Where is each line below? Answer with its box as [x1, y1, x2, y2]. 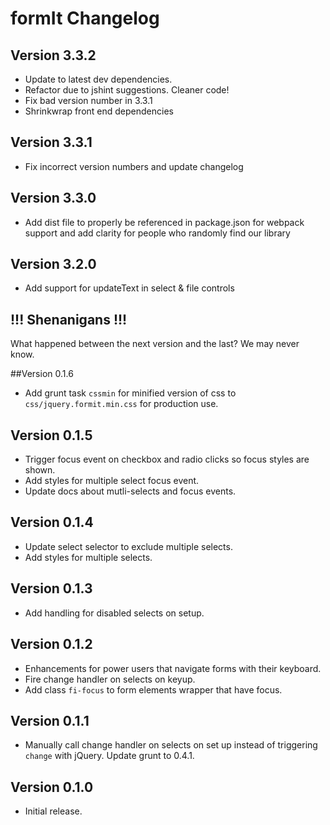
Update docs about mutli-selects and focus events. [24, 485, 237, 497]
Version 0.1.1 [10, 712, 90, 729]
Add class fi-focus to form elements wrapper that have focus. [24, 683, 283, 696]
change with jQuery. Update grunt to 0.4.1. [24, 750, 195, 762]
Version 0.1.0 [10, 778, 94, 796]
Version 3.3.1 [10, 134, 93, 151]
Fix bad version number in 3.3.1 [24, 95, 153, 106]
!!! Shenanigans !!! [10, 311, 128, 328]
